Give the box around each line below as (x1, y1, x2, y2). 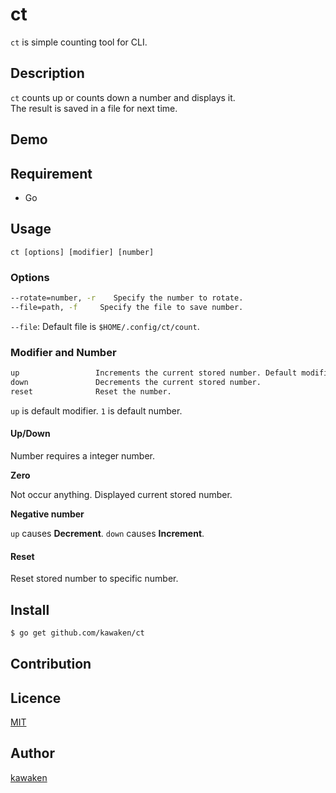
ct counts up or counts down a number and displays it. (10, 91, 236, 103)
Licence (10, 689, 62, 707)
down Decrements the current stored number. (10, 377, 262, 387)
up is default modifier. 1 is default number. (10, 404, 183, 417)
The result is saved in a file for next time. (10, 102, 178, 114)
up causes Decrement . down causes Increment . (10, 527, 205, 539)
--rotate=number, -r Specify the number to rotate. (10, 293, 244, 303)
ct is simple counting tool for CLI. (10, 36, 148, 48)
